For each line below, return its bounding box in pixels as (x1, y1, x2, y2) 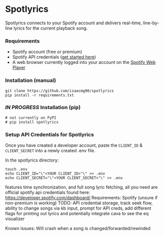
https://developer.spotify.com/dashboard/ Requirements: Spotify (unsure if (5, 195, 158, 201)
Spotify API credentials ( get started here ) (12, 54, 97, 60)
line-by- (143, 20, 160, 26)
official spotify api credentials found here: (5, 189, 90, 195)
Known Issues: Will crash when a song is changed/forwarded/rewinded (5, 226, 151, 232)
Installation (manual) (5, 77, 56, 84)
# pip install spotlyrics (5, 119, 58, 124)
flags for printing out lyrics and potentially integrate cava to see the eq (5, 211, 149, 217)
